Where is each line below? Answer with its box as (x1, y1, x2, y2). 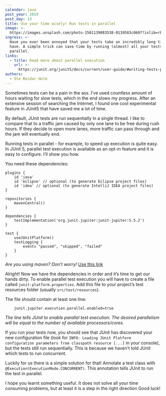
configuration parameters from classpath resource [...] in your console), (5, 340, 160, 346)
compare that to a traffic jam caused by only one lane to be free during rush (5, 120, 160, 126)
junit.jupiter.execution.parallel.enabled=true (14, 305, 114, 311)
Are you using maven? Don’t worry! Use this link (5, 261, 103, 267)
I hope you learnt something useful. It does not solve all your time (5, 380, 138, 386)
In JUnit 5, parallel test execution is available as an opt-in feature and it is (5, 146, 154, 151)
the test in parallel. (5, 370, 43, 376)
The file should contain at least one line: (5, 296, 86, 302)
